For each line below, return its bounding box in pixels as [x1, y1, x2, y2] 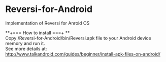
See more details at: [5, 45, 47, 51]
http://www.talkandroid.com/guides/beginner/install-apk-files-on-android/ [5, 51, 161, 57]
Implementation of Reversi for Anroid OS [5, 20, 90, 26]
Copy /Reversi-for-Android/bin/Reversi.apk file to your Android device [5, 35, 151, 41]
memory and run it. [5, 40, 45, 46]
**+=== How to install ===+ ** [5, 29, 70, 35]
